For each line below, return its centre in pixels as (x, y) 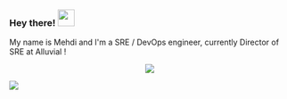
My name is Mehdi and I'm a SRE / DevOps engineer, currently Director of (144, 42)
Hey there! (33, 22)
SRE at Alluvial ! (38, 52)
